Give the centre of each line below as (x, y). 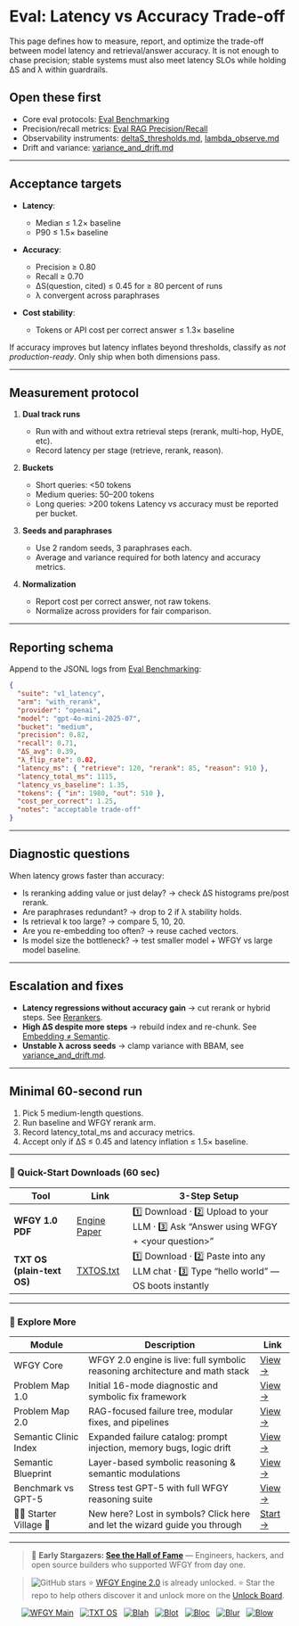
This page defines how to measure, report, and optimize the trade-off (137, 41)
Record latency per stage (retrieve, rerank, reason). (129, 450)
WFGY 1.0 (36, 1220)
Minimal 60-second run (76, 1091)
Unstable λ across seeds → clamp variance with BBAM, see (133, 1045)
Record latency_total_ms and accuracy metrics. (109, 1132)
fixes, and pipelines (129, 1423)
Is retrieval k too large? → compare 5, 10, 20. (104, 921)
